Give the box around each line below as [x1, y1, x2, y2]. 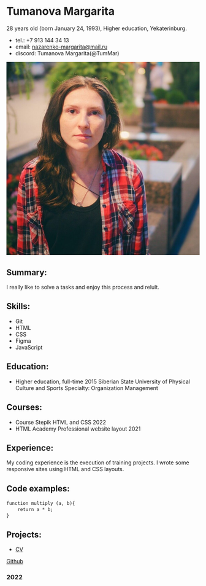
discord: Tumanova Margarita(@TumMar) [15, 49, 120, 57]
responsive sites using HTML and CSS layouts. [6, 466, 124, 473]
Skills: [6, 301, 31, 311]
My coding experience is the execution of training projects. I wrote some [6, 459, 189, 466]
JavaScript [15, 343, 43, 351]
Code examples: [6, 483, 70, 494]
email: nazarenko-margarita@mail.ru [15, 43, 108, 50]
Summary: [6, 267, 47, 278]
